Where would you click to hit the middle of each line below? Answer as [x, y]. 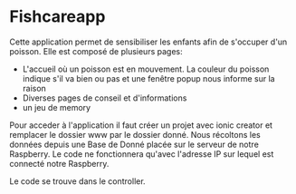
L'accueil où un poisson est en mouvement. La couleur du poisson [146, 69]
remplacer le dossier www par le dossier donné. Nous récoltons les [135, 134]
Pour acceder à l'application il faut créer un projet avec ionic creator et [141, 125]
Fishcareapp [57, 17]
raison [34, 88]
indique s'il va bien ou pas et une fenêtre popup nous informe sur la [148, 78]
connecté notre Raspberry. [59, 163]
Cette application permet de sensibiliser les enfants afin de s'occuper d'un [148, 42]
